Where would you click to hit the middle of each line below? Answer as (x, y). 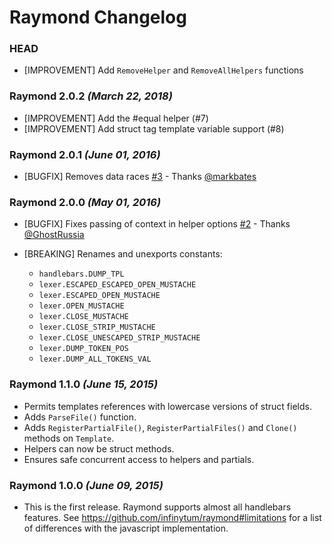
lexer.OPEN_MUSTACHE (81, 306)
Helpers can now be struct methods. (99, 448)
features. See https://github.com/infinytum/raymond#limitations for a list (172, 517)
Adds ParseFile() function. (80, 417)
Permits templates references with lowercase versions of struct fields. (167, 406)
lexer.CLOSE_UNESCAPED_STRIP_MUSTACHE (119, 338)
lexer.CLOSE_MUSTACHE (83, 317)
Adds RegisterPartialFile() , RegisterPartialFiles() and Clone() (160, 427)
